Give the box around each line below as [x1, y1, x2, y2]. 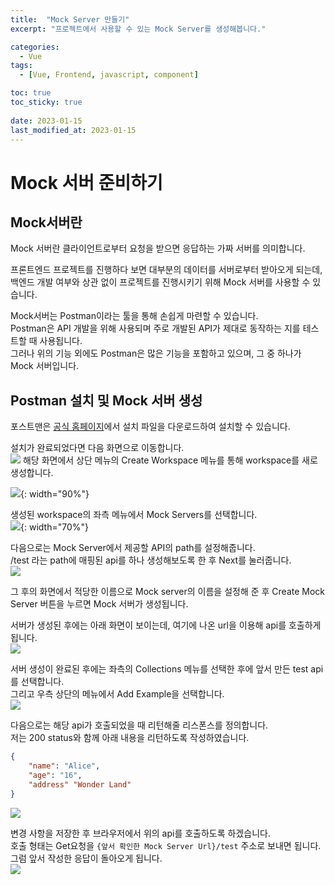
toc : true [10, 88, 52, 98]
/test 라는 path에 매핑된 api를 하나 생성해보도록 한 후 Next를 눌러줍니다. [10, 554, 292, 566]
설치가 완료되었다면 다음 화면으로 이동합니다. [10, 442, 185, 454]
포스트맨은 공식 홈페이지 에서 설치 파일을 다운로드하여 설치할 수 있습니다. [10, 421, 291, 433]
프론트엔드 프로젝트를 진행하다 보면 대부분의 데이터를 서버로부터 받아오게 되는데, [10, 264, 323, 276]
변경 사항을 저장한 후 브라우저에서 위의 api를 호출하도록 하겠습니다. [10, 827, 271, 839]
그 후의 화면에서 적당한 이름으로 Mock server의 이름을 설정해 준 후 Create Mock [10, 586, 326, 598]
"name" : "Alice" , [28, 761, 101, 771]
